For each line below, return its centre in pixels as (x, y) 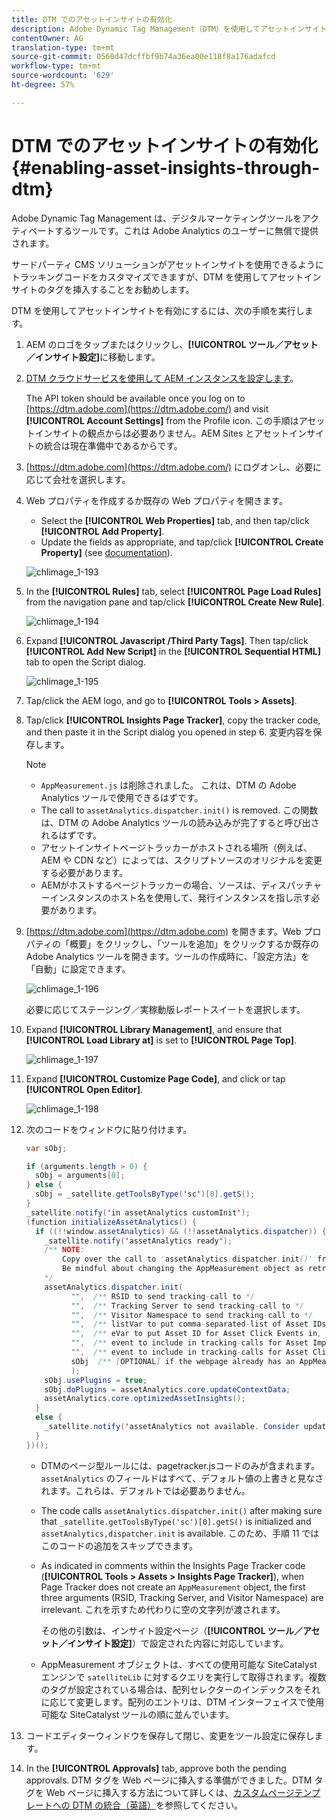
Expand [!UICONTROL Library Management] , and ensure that (154, 1029)
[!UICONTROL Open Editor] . (84, 1089)
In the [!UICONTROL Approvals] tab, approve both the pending (156, 1768)
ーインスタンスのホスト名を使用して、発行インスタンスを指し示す (176, 897)
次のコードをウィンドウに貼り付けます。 (109, 1129)
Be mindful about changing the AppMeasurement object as (183, 1269)
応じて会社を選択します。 (78, 479)
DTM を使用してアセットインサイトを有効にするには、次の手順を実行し (158, 310)
